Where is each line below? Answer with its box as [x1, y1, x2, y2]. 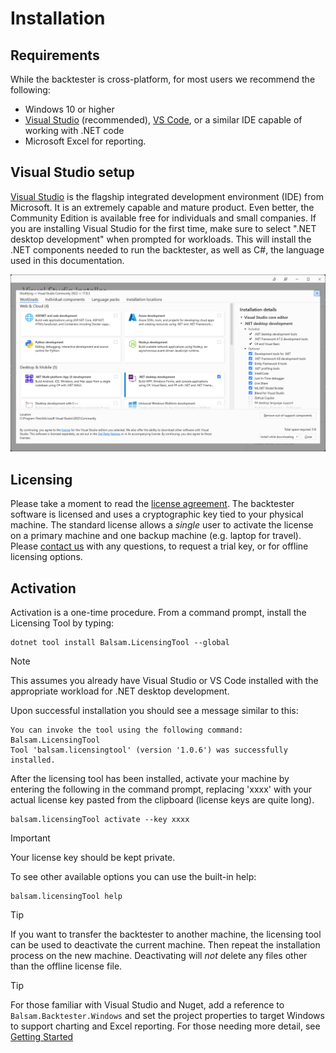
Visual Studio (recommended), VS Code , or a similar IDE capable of [24, 114, 303, 126]
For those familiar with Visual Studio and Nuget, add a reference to [10, 998, 285, 1011]
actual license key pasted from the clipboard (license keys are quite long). [10, 793, 315, 806]
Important [10, 832, 51, 844]
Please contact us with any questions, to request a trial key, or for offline [10, 540, 309, 552]
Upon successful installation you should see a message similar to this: [10, 704, 299, 716]
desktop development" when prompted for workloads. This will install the [10, 233, 312, 245]
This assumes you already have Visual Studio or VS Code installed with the [10, 674, 319, 686]
